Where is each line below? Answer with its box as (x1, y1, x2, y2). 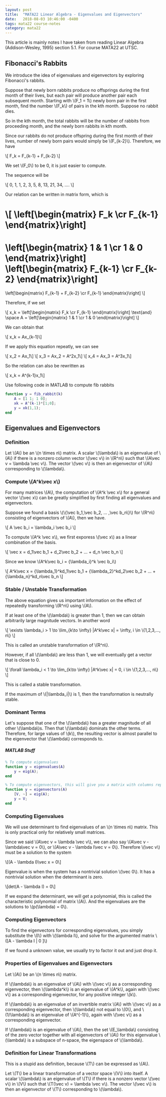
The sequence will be (5, 172, 49, 178)
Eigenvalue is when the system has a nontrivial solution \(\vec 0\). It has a (5, 869, 155, 875)
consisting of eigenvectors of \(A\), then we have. (5, 515, 106, 521)
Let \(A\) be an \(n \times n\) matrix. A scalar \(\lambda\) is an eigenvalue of (5, 450, 158, 456)
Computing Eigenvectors (5, 916, 67, 923)
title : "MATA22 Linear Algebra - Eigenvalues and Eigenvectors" (5, 12, 142, 17)
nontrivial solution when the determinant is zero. (5, 874, 104, 880)
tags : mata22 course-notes (5, 21, 61, 26)
